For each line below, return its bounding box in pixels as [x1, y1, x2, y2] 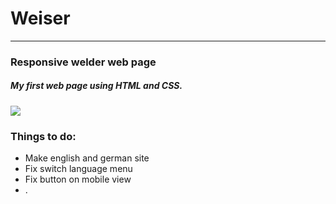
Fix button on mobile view [24, 173, 132, 186]
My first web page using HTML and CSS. [10, 80, 183, 92]
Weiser [10, 7, 71, 30]
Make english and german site [24, 152, 150, 164]
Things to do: [10, 129, 77, 143]
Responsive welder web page [10, 55, 157, 69]
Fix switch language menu [24, 163, 133, 175]
